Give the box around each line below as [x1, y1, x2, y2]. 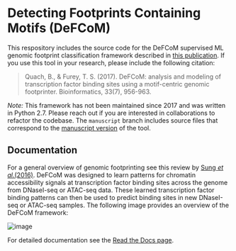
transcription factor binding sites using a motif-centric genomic [24, 79, 210, 88]
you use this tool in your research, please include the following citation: [7, 58, 215, 67]
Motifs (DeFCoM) [7, 20, 111, 36]
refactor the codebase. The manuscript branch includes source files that [7, 116, 218, 125]
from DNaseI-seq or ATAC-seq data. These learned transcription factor [7, 186, 215, 194]
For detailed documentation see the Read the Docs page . [7, 235, 174, 244]
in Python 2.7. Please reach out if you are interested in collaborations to [7, 108, 215, 117]
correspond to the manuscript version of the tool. [7, 123, 151, 132]
